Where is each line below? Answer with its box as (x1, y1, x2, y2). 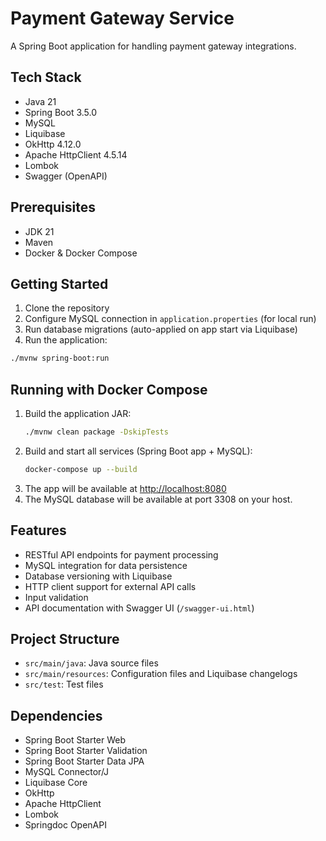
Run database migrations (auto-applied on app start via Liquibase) (24, 323, 298, 336)
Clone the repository (24, 302, 110, 314)
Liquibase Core (24, 777, 88, 789)
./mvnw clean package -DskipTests (24, 427, 169, 437)
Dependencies (10, 707, 103, 724)
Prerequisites (10, 199, 96, 216)
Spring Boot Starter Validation (24, 745, 148, 757)
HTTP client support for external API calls (24, 580, 197, 592)
